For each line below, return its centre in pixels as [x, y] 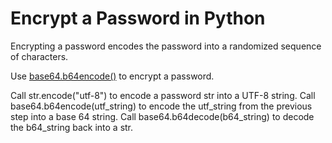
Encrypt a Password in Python [138, 18]
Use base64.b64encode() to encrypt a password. [112, 76]
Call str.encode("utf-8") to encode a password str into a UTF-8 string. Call [163, 95]
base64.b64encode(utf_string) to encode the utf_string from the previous [161, 106]
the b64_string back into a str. [72, 127]
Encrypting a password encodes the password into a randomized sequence [166, 46]
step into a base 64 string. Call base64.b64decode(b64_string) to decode [162, 116]
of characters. [39, 56]
